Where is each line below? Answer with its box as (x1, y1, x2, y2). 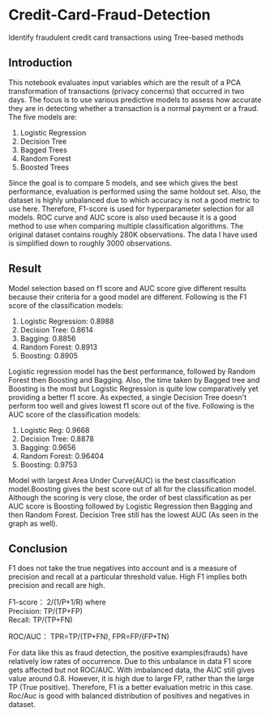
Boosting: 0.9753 (19, 460, 78, 469)
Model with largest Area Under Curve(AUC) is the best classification (8, 475, 236, 485)
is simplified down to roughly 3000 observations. (8, 238, 173, 248)
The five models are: (8, 112, 77, 122)
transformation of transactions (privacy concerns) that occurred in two (8, 86, 245, 96)
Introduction (8, 56, 73, 70)
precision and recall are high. (8, 581, 105, 590)
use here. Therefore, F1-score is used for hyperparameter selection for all (8, 204, 254, 213)
